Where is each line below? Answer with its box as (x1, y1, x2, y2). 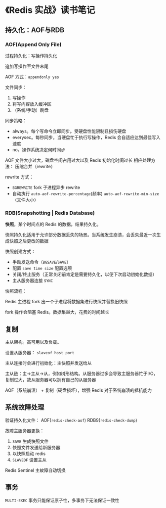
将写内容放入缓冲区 (12, 101, 52, 107)
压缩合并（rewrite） (14, 163, 55, 169)
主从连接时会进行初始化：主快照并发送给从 (5, 360, 92, 366)
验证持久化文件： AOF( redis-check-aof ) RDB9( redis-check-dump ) (5, 417, 137, 423)
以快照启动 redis (12, 451, 46, 457)
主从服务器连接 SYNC (12, 277, 53, 283)
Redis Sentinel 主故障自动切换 (5, 467, 66, 473)
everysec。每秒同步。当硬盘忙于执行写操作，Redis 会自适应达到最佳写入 (12, 134, 161, 140)
